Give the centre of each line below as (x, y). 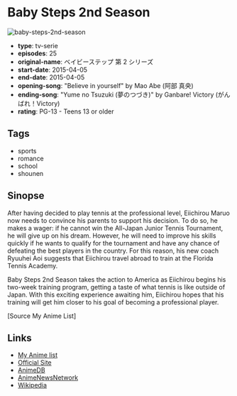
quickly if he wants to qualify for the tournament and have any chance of (114, 243)
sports (27, 150)
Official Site (34, 363)
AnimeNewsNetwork (48, 378)
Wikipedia (32, 385)
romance (31, 158)
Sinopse (26, 196)
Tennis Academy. (33, 265)
